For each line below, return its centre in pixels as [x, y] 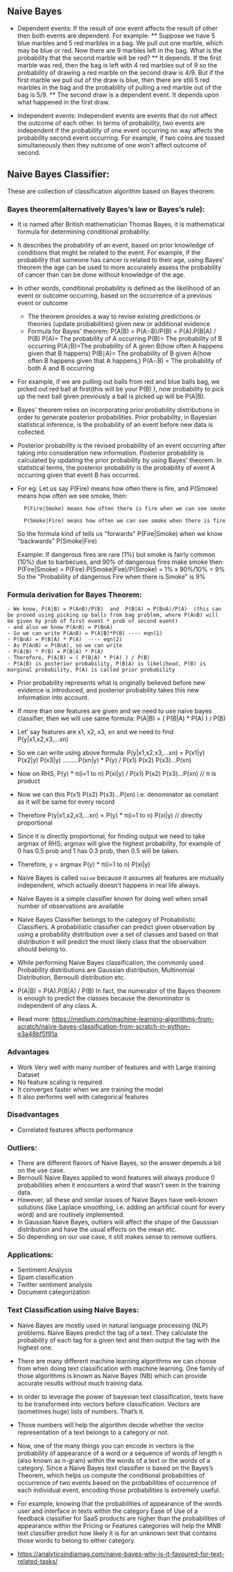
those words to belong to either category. [77, 1540]
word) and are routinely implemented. [71, 1215]
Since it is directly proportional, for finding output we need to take [111, 836]
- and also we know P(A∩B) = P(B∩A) [60, 627]
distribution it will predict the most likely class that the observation [112, 942]
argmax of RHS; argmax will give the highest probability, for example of [119, 843]
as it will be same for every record [66, 802]
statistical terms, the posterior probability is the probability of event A [116, 467]
